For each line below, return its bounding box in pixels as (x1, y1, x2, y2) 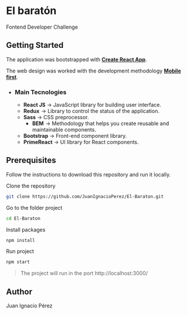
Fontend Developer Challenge (6, 23, 78, 30)
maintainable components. (32, 126, 97, 133)
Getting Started (6, 40, 64, 50)
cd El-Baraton (6, 215, 41, 221)
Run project (6, 248, 34, 255)
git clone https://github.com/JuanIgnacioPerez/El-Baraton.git (6, 193, 164, 199)
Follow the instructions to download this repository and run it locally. (6, 171, 171, 178)
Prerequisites (6, 155, 56, 165)
